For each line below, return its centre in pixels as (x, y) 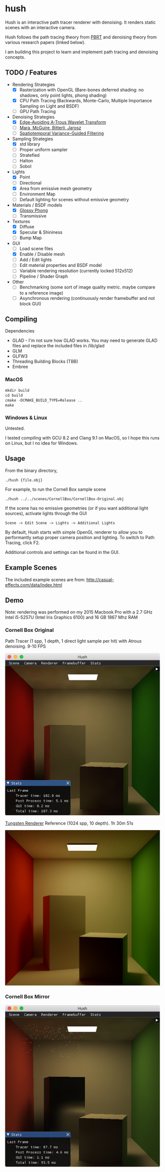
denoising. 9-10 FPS (26, 646)
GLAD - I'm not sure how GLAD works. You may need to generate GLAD (85, 340)
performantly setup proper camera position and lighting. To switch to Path (80, 537)
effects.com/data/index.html (34, 585)
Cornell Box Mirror (27, 997)
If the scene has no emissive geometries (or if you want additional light (77, 508)
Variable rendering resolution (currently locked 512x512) (76, 271)
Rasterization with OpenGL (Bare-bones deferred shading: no (82, 90)
